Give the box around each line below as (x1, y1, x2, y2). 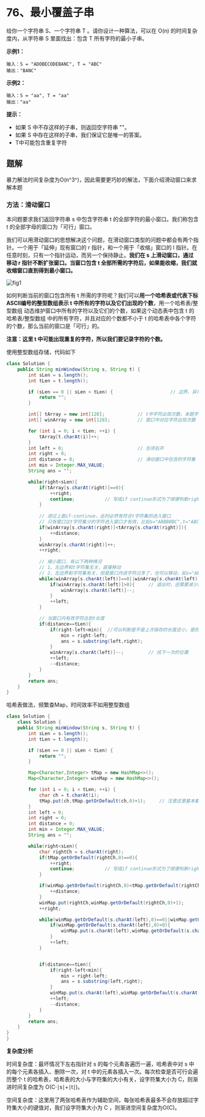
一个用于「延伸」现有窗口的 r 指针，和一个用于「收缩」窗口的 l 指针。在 (16, 244, 198, 251)
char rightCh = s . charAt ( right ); (38, 849, 124, 855)
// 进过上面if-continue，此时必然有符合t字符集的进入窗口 (38, 513, 171, 520)
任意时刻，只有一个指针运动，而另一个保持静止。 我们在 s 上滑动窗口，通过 (6, 252, 194, 259)
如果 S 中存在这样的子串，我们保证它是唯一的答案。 (15, 131, 145, 138)
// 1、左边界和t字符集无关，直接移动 (38, 564, 121, 570)
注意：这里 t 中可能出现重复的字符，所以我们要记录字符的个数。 (6, 335, 166, 343)
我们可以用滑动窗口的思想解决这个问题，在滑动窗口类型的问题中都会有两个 (6, 237, 193, 244)
